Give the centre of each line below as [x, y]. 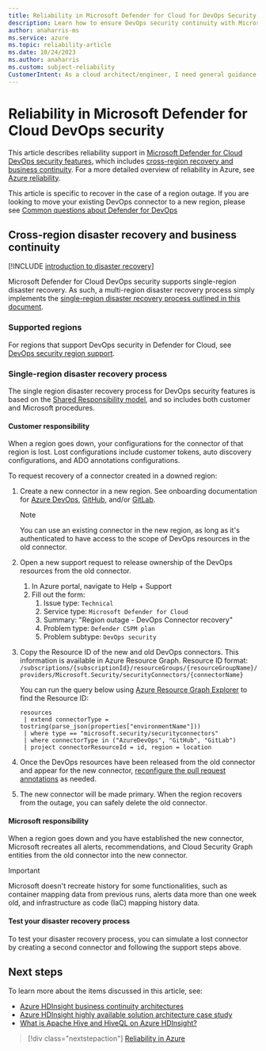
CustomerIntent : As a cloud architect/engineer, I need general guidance [133, 75]
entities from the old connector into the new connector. [98, 855]
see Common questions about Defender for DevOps [93, 210]
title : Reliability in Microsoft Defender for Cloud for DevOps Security [133, 15]
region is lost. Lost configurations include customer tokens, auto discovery [130, 452]
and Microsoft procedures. [51, 407]
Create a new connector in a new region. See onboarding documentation [138, 491]
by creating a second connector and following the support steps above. [125, 947]
